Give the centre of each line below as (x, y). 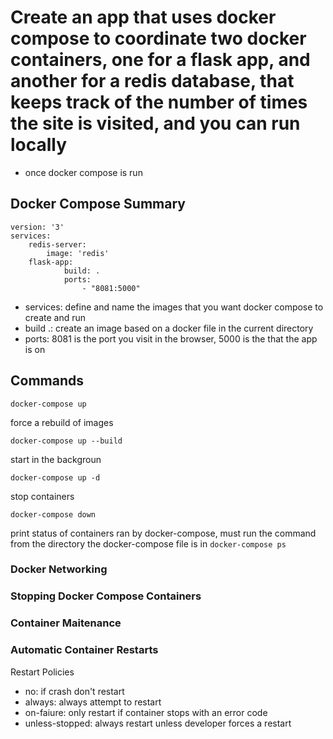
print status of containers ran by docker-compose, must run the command (163, 533)
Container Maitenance (66, 623)
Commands (47, 381)
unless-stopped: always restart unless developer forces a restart (158, 723)
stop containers (42, 496)
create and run (55, 317)
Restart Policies (42, 672)
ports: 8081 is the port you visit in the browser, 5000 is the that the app (171, 338)
